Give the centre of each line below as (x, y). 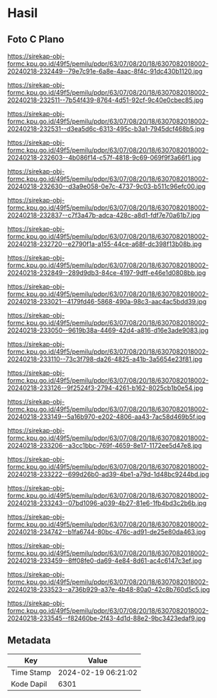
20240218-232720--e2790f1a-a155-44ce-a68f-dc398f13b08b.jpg (105, 244)
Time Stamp (31, 672)
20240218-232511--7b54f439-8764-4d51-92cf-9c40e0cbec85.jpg (105, 100)
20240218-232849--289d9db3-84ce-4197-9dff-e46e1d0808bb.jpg (107, 273)
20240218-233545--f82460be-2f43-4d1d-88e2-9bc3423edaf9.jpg (106, 618)
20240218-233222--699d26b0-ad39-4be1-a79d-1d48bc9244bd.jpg (108, 474)
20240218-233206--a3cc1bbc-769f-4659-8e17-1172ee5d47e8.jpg (105, 445)
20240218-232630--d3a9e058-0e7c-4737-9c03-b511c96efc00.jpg (106, 186)
